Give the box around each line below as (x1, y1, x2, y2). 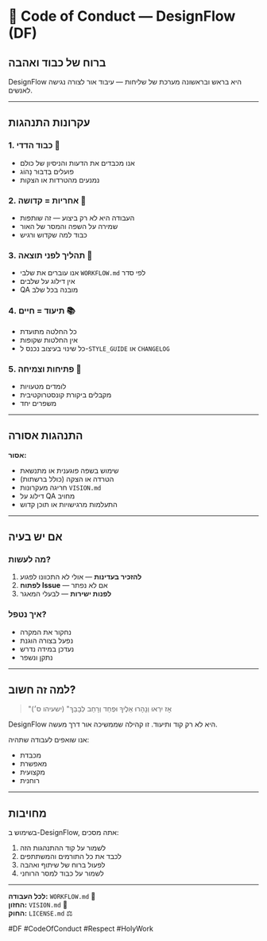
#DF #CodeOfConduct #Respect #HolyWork (8, 924, 153, 934)
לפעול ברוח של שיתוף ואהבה (19, 860, 106, 870)
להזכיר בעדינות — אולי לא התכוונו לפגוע (19, 572, 142, 581)
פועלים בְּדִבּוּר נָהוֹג (19, 167, 74, 176)
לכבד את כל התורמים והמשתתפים (19, 852, 122, 861)
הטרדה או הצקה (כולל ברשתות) (19, 474, 114, 483)
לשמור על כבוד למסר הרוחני (19, 868, 105, 878)
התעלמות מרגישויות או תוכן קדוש (19, 499, 118, 509)
